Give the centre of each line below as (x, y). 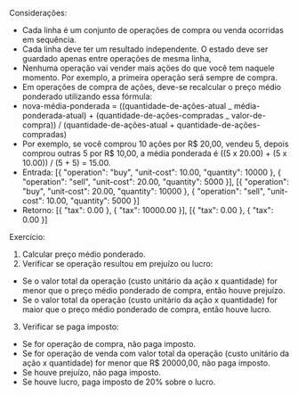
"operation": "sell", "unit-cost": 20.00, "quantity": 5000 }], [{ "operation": (155, 181)
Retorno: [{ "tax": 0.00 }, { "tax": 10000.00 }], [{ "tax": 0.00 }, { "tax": (148, 210)
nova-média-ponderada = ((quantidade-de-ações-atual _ (127, 106)
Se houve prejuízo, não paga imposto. (92, 372)
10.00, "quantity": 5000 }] (93, 201)
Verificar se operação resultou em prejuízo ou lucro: (117, 264)
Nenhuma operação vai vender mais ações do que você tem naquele (148, 68)
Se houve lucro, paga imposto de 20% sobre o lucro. (119, 382)
